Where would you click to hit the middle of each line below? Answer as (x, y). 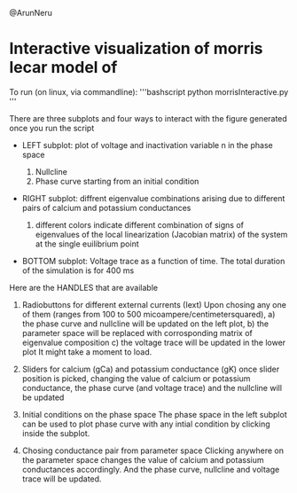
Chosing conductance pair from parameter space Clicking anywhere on (153, 450)
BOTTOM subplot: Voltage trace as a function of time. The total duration (153, 261)
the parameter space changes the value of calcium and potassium (143, 459)
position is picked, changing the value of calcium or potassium (136, 378)
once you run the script (52, 128)
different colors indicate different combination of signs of (139, 224)
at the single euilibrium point (87, 244)
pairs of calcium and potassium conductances (106, 207)
